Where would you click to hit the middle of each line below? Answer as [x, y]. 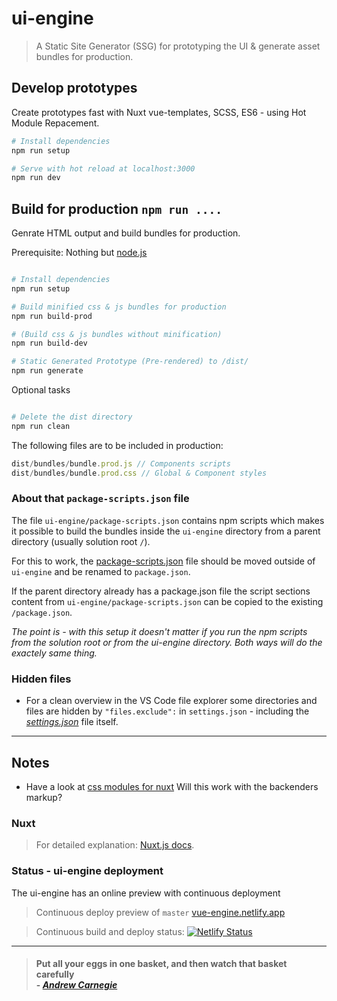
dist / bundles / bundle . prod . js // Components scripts [121, 463]
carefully [55, 974]
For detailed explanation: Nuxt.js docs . [115, 845]
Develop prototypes [74, 88]
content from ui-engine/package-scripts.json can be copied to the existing [167, 601]
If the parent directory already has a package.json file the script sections [161, 591]
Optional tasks [41, 390]
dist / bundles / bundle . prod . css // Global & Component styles [139, 473]
